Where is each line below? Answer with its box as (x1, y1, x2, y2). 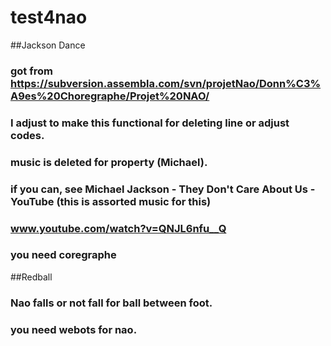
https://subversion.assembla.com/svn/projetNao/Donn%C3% (10, 76, 322, 90)
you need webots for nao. (10, 322, 138, 336)
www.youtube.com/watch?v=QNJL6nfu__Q (10, 221, 227, 235)
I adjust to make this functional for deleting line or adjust (10, 116, 290, 130)
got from (10, 64, 53, 78)
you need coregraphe (10, 248, 117, 262)
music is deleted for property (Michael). (10, 155, 208, 169)
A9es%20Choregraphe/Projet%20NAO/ (10, 89, 210, 103)
